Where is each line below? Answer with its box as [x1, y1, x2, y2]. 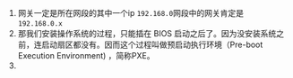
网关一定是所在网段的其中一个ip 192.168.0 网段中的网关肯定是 [17, 8, 245, 18]
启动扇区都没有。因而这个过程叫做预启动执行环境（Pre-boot [41, 39, 263, 50]
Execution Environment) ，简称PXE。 [17, 51, 155, 60]
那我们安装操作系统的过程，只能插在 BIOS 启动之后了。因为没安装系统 [17, 28, 277, 38]
